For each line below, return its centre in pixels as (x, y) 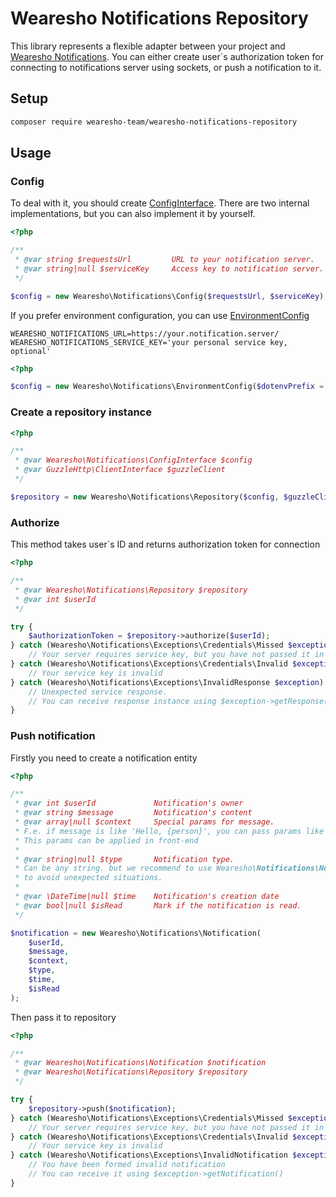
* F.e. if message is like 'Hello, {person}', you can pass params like (169, 831)
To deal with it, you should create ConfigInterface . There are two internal (160, 203)
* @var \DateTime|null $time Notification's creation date (147, 897)
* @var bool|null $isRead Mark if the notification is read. (158, 905)
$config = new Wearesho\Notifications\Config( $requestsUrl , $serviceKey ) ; (169, 296)
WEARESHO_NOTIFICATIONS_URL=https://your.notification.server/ (145, 333)
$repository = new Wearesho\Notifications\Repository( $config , (145, 497)
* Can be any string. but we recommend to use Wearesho (133, 868)
